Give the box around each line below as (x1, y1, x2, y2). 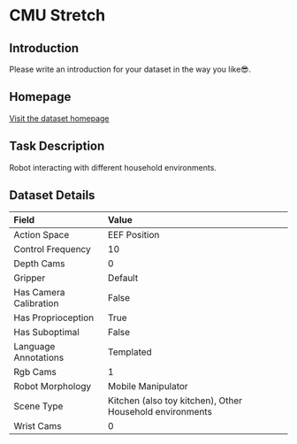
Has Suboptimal (13, 326, 80, 339)
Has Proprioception (13, 311, 95, 324)
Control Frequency (13, 243, 91, 256)
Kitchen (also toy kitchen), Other (107, 394, 243, 407)
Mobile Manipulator (107, 380, 188, 393)
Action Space (13, 229, 70, 241)
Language (13, 341, 56, 353)
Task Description (9, 139, 105, 154)
